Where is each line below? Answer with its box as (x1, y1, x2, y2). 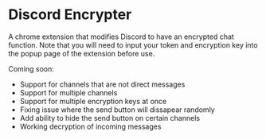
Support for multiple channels (19, 87, 118, 97)
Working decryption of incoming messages (19, 122, 162, 131)
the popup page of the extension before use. (8, 48, 155, 58)
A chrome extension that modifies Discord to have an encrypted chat (8, 32, 235, 41)
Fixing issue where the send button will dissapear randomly (19, 105, 215, 114)
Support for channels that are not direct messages (19, 79, 186, 89)
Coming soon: (8, 64, 54, 73)
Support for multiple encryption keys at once (19, 96, 167, 106)
